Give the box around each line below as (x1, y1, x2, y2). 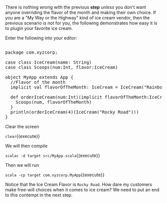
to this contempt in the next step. (5, 192, 73, 198)
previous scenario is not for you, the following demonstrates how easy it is (5, 20, 158, 26)
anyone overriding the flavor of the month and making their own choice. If (5, 9, 156, 15)
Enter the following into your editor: (5, 35, 78, 41)
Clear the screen (5, 124, 39, 129)
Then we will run (5, 162, 39, 168)
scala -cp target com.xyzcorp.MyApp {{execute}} (5, 172, 105, 178)
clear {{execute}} (5, 133, 40, 139)
